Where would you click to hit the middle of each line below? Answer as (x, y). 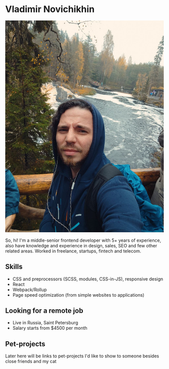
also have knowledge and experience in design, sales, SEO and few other (81, 245)
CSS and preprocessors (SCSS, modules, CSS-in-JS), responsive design (88, 279)
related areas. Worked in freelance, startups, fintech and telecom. (73, 251)
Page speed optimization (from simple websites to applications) (78, 295)
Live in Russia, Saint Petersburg (45, 323)
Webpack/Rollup (29, 290)
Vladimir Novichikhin (50, 9)
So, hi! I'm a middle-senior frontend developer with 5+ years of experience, (83, 240)
